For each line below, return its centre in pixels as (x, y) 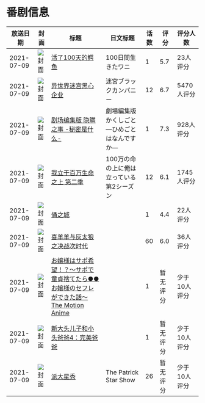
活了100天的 (69, 57)
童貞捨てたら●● (75, 278)
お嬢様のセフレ (73, 288)
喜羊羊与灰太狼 (73, 237)
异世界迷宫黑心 (73, 85)
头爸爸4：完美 (71, 338)
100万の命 (121, 159)
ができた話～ (70, 297)
